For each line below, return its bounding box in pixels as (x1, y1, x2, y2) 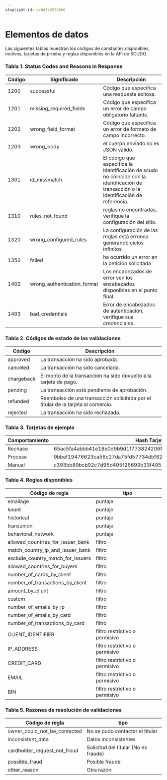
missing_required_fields (30, 105, 85, 112)
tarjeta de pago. (40, 379, 78, 386)
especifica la (103, 160, 133, 167)
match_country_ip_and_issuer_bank (7, 546, 91, 553)
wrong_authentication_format (30, 280, 98, 287)
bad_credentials (30, 310, 68, 317)
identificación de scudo (103, 167, 158, 174)
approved (7, 356, 30, 363)
